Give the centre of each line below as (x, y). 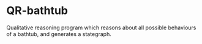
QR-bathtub (37, 11)
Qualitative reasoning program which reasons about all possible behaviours (101, 28)
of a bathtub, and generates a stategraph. (59, 34)
